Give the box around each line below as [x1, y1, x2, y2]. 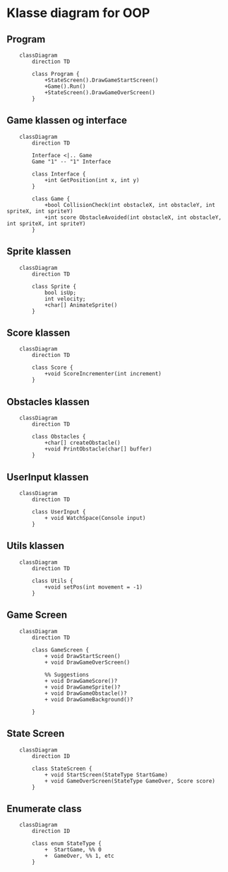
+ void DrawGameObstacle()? [44, 689, 128, 697]
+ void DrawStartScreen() [44, 652, 121, 659]
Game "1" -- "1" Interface [32, 158, 112, 165]
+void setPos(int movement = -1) [44, 583, 143, 591]
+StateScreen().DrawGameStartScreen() [44, 77, 159, 84]
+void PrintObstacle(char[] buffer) [44, 446, 152, 453]
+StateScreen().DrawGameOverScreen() [44, 89, 156, 96]
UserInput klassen [6, 471, 89, 483]
